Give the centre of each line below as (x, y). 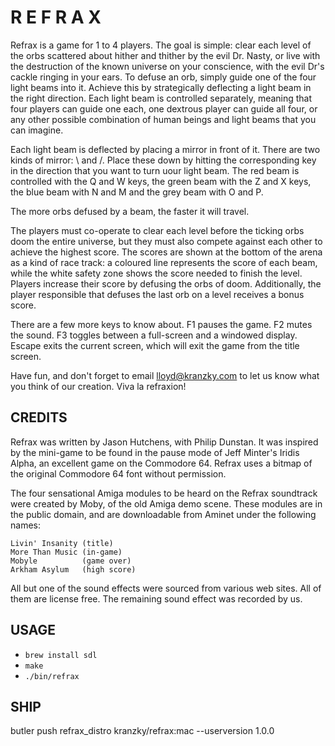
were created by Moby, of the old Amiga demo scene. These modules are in (166, 503)
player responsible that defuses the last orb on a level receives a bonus (157, 294)
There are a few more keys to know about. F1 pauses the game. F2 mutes (161, 324)
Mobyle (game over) (71, 561)
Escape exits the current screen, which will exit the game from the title (155, 345)
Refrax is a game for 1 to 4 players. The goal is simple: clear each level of (161, 45)
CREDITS (39, 417)
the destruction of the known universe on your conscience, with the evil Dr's (167, 66)
